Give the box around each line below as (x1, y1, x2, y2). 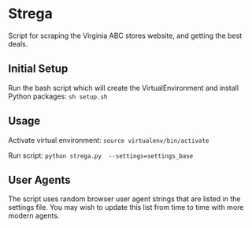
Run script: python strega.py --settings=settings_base (8, 151, 194, 160)
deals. (8, 39, 28, 48)
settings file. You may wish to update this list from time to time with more (8, 203, 244, 212)
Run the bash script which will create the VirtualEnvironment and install (8, 83, 239, 92)
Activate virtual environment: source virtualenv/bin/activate (8, 135, 209, 144)
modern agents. (8, 211, 60, 221)
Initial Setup (8, 62, 69, 76)
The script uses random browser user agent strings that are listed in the (8, 194, 241, 204)
